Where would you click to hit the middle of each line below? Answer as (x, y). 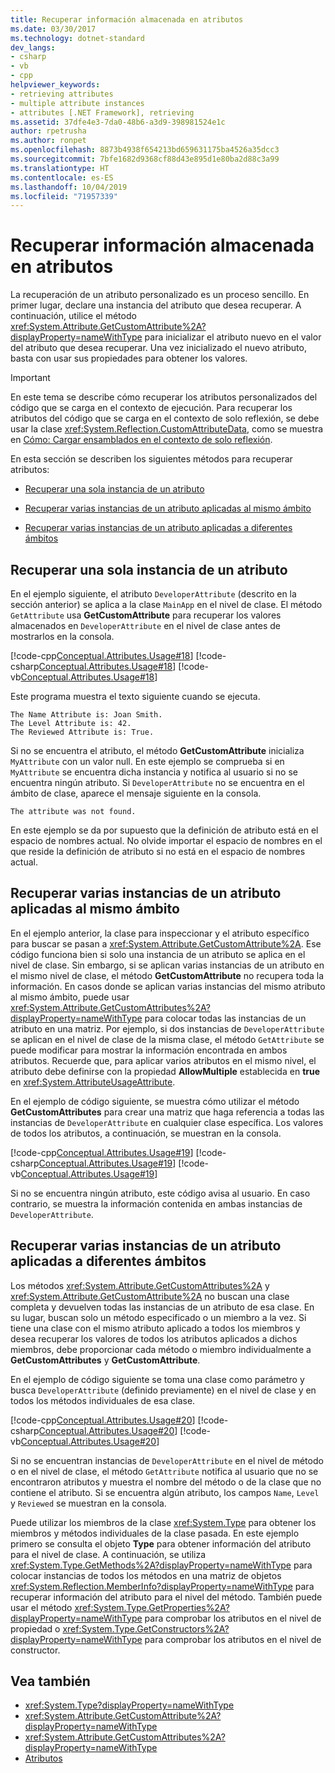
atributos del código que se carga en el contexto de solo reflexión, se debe (165, 418)
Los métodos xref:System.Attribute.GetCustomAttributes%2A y (140, 1285)
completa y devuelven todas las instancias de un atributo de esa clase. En (162, 1307)
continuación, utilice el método (73, 316)
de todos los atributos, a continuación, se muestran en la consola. (146, 1133)
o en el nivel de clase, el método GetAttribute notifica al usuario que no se (164, 1471)
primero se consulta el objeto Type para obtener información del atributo (161, 1543)
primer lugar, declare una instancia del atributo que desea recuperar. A (156, 305)
